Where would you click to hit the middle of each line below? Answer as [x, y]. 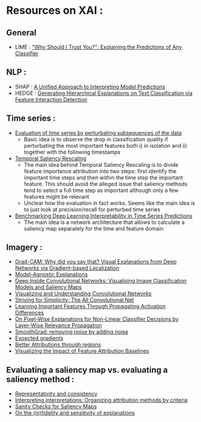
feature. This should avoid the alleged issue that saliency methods [106, 184]
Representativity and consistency [56, 394]
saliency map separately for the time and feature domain [94, 228]
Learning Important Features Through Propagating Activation [90, 306]
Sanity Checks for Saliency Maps [56, 406]
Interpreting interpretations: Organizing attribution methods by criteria [101, 400]
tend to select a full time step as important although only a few [101, 190]
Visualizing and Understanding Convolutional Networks [83, 294]
